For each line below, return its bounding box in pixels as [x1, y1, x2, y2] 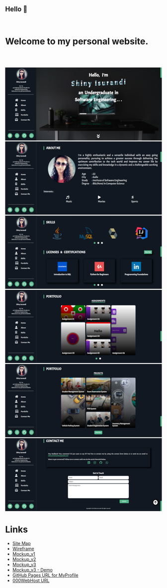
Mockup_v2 [12, 556, 36, 562]
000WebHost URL [12, 577, 50, 584]
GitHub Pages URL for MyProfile [12, 572, 79, 578]
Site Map [12, 540, 31, 546]
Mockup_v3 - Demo [12, 567, 53, 573]
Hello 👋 [5, 5, 28, 13]
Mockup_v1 [12, 551, 36, 557]
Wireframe [12, 546, 34, 552]
